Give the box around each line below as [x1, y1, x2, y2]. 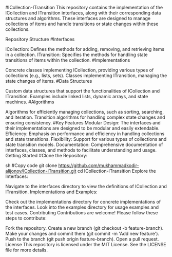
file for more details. [5, 247, 48, 253]
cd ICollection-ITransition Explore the [77, 168, 156, 174]
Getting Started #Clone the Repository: [5, 153, 88, 158]
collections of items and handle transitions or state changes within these [5, 21, 159, 27]
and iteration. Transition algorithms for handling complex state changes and [5, 114, 165, 120]
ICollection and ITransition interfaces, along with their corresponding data [5, 10, 161, 16]
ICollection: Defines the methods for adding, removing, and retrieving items [5, 46, 165, 52]
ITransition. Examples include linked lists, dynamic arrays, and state [5, 94, 148, 99]
